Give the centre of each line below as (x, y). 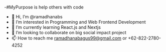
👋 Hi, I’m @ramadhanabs (37, 17)
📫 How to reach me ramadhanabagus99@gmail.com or (69, 38)
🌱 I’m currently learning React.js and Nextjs (56, 27)
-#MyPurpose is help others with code (44, 7)
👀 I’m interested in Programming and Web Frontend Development (78, 22)
